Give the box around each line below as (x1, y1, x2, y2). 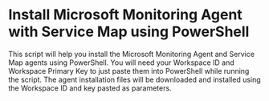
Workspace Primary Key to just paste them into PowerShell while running (8, 66, 250, 75)
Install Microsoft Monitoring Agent (8, 6, 243, 24)
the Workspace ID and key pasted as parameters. (8, 83, 172, 93)
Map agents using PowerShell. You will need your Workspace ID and (8, 58, 234, 67)
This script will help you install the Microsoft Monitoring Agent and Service (8, 49, 255, 59)
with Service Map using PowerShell (8, 22, 250, 41)
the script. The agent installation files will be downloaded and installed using (8, 75, 261, 84)
